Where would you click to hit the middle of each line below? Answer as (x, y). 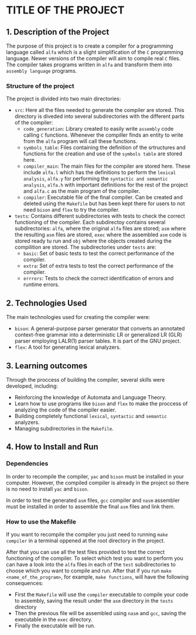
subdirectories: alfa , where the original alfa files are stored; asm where (100, 229)
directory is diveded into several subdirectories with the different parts (99, 116)
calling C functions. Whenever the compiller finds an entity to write (103, 135)
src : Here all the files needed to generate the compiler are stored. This (99, 110)
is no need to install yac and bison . (47, 489)
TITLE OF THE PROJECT (65, 10)
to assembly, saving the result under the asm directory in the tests (94, 600)
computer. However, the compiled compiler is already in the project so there (97, 483)
